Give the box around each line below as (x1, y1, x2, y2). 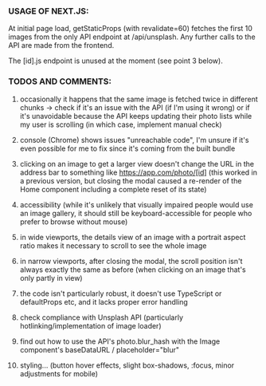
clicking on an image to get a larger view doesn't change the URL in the (19, 159, 255, 168)
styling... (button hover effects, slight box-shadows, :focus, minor (19, 360, 235, 370)
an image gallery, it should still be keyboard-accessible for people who (19, 208, 252, 218)
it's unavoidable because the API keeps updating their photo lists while (19, 111, 252, 120)
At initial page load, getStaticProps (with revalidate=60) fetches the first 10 (8, 24, 253, 33)
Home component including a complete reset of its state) (19, 184, 207, 194)
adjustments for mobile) (19, 368, 98, 378)
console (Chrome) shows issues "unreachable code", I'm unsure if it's (19, 135, 249, 144)
